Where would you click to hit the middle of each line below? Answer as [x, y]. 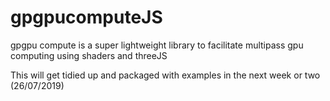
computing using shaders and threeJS [89, 55]
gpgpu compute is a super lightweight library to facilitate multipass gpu [157, 45]
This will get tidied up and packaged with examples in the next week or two [165, 75]
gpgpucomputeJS [86, 17]
